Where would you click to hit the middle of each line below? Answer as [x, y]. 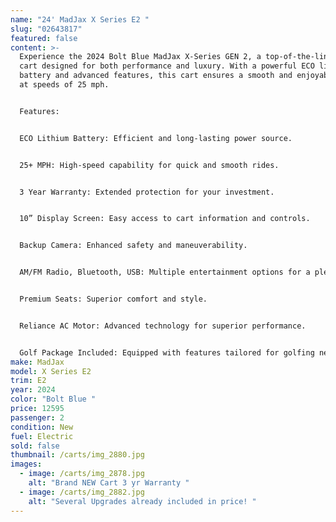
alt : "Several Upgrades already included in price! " [142, 501]
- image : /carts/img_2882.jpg [82, 492]
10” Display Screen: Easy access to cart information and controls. [165, 219]
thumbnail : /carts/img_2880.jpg [77, 455]
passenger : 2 [37, 417]
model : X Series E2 [51, 371]
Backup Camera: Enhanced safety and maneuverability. [133, 246]
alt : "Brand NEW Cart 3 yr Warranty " [109, 483]
